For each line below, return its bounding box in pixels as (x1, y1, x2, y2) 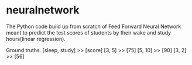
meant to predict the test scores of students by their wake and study (6, 29, 172, 36)
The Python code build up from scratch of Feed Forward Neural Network (6, 23, 181, 30)
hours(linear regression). (6, 35, 66, 42)
